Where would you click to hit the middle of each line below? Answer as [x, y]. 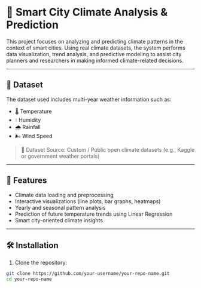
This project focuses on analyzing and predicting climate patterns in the [95, 41]
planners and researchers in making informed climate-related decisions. [95, 60]
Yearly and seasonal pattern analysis [60, 207]
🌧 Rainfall [28, 127]
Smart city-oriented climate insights [59, 220]
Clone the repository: [41, 263]
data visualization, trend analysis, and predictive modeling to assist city [94, 54]
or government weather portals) [60, 156]
